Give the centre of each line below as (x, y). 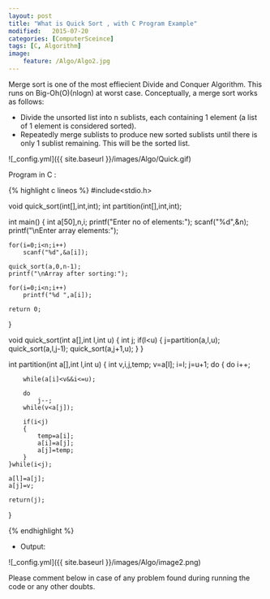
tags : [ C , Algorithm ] (45, 46)
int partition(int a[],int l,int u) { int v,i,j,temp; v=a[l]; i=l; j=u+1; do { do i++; (129, 364)
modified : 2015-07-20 (49, 31)
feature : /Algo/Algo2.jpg (67, 62)
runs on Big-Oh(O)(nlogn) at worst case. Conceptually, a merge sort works (133, 93)
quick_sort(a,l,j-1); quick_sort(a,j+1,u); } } (76, 348)
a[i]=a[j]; (56, 443)
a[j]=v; (21, 485)
